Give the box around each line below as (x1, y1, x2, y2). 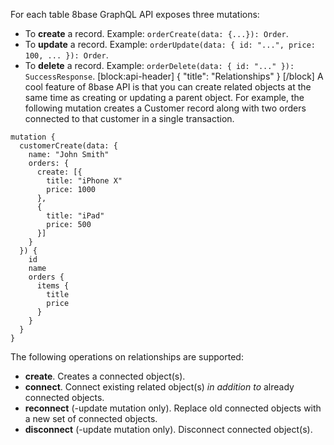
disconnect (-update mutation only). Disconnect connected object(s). (24, 424, 313, 435)
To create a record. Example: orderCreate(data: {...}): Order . (24, 28, 289, 39)
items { (36, 281, 70, 291)
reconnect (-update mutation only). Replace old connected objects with (24, 402, 322, 414)
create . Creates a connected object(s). (24, 370, 186, 382)
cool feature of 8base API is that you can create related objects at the (24, 81, 312, 93)
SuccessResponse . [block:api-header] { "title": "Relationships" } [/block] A (24, 70, 324, 82)
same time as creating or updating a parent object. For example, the (24, 92, 305, 103)
